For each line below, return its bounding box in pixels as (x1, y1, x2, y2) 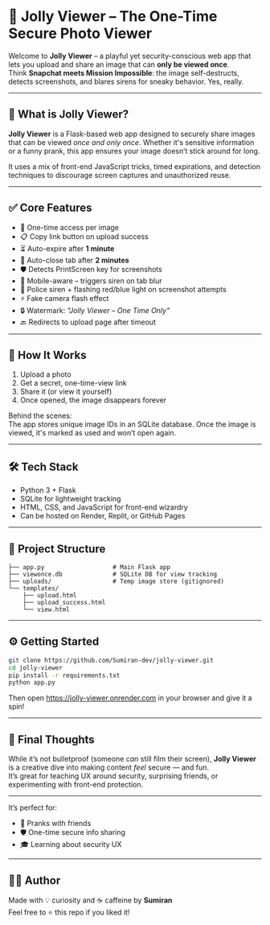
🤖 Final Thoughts (8, 733, 95, 746)
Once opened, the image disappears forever (19, 395, 167, 405)
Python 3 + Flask (19, 485, 76, 495)
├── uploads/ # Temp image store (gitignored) (8, 577, 225, 585)
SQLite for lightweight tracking (19, 494, 121, 504)
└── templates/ (8, 584, 59, 593)
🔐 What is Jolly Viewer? (8, 108, 129, 122)
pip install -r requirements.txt (8, 671, 121, 679)
